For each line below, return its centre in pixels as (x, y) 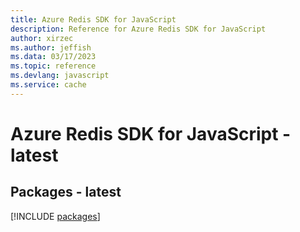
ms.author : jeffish (51, 47)
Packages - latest (66, 192)
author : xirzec (42, 38)
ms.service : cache (48, 85)
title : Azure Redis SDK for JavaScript (93, 19)
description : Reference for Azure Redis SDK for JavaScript (138, 29)
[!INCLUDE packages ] (55, 216)
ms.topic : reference (53, 66)
